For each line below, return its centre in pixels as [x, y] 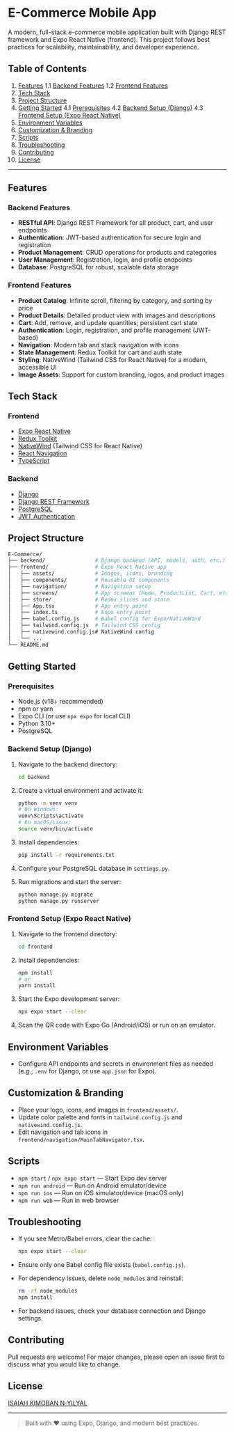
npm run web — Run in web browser [68, 1200]
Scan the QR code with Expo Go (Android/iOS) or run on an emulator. [117, 1025]
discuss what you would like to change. [64, 1364]
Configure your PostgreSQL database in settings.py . [94, 868]
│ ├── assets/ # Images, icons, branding [90, 574]
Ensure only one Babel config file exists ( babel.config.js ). [102, 1265]
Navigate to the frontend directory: [67, 933]
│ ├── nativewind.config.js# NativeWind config [81, 632]
